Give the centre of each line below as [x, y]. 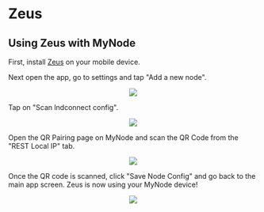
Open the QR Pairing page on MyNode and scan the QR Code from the [124, 138]
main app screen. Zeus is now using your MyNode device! [103, 184]
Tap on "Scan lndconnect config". [63, 107]
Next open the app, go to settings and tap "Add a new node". [107, 77]
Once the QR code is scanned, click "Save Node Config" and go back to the [132, 176]
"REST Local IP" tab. [42, 146]
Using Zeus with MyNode [72, 43]
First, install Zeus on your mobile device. [74, 62]
